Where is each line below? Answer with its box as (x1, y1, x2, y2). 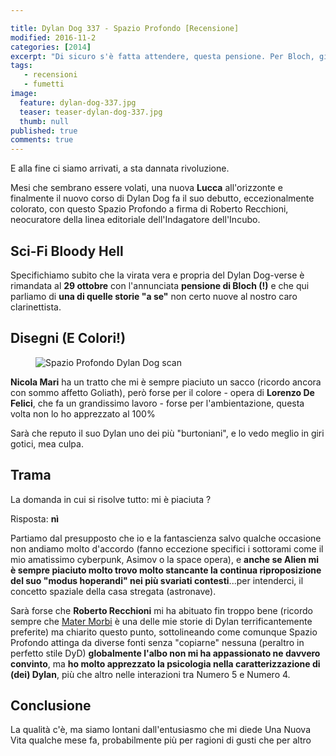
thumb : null (19, 116, 70, 126)
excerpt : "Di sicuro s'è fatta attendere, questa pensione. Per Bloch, (10, 51, 315, 61)
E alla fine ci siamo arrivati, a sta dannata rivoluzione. (10, 162, 230, 175)
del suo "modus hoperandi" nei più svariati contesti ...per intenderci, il (10, 574, 304, 586)
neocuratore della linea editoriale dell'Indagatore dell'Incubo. (10, 214, 261, 226)
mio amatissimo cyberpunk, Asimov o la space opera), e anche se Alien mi (10, 553, 319, 565)
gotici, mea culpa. (10, 437, 84, 450)
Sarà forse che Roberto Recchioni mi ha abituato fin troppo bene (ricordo (10, 604, 313, 616)
